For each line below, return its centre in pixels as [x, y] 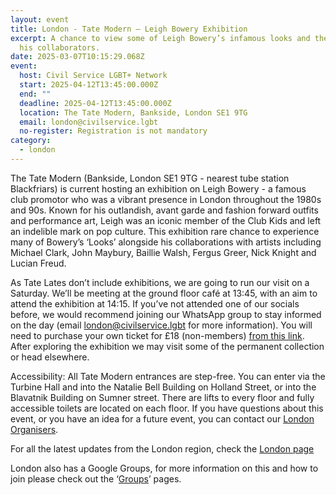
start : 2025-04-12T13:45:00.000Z [89, 85]
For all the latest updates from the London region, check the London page [162, 448]
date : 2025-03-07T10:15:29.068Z [77, 57]
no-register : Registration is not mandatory [113, 131]
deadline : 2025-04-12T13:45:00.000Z [95, 103]
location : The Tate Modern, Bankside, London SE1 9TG [133, 112]
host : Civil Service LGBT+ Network [93, 76]
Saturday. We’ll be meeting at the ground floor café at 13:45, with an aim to [164, 293]
